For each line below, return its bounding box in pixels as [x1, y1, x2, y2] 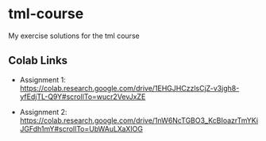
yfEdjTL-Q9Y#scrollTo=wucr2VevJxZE [19, 92, 146, 101]
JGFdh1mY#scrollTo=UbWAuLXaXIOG [19, 124, 143, 133]
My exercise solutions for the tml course [8, 31, 141, 40]
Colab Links [8, 54, 68, 67]
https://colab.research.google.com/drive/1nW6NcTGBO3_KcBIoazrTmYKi [19, 116, 259, 125]
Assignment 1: [19, 74, 66, 84]
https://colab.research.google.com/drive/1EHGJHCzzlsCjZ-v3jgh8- [19, 83, 240, 93]
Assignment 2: [19, 107, 67, 116]
